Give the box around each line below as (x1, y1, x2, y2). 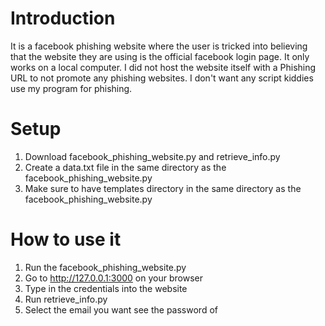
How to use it (10, 228, 122, 251)
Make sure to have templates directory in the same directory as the (24, 182, 302, 194)
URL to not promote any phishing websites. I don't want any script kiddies (10, 72, 314, 84)
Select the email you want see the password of (24, 303, 218, 316)
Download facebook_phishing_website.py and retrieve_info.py (24, 150, 281, 162)
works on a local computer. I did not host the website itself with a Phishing (10, 61, 317, 73)
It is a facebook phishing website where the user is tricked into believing (10, 40, 308, 52)
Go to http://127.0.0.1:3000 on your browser (24, 272, 203, 284)
